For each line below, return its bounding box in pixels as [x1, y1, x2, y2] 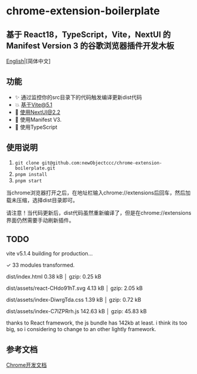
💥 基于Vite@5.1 [14, 101, 53, 108]
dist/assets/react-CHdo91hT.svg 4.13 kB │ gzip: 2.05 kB [6, 285, 143, 292]
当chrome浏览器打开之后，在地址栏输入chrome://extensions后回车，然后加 [6, 189, 191, 196]
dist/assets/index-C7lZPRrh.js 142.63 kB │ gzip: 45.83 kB [6, 308, 147, 315]
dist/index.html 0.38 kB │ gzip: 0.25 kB [6, 273, 101, 280]
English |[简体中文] [6, 58, 51, 64]
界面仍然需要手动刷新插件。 [6, 217, 75, 224]
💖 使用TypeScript [14, 123, 58, 131]
